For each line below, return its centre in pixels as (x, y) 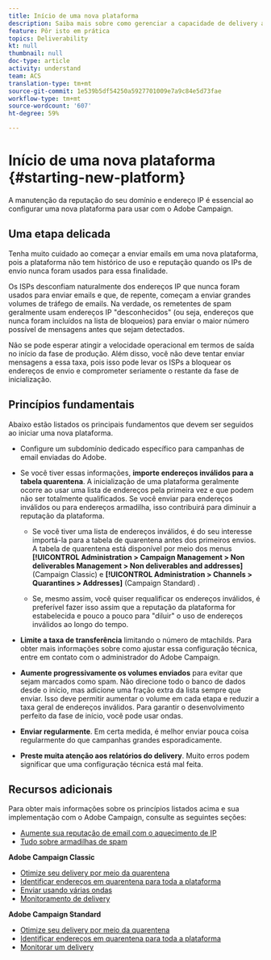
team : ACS (25, 76)
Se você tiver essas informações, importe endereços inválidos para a (137, 473)
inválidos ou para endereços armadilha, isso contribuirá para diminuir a (138, 507)
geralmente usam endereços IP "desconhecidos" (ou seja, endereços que (131, 312)
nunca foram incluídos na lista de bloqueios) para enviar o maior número (129, 321)
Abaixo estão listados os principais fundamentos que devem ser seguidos (131, 424)
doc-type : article (39, 61)
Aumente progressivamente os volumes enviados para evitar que (131, 672)
